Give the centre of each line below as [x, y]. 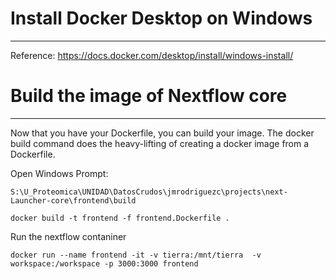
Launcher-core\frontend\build [73, 200]
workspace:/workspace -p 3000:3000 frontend [104, 263]
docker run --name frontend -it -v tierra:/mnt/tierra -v [136, 255]
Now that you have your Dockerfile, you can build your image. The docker [162, 133]
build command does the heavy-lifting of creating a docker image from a [160, 143]
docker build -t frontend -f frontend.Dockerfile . [120, 218]
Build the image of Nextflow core [149, 96]
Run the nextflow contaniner [68, 236]
